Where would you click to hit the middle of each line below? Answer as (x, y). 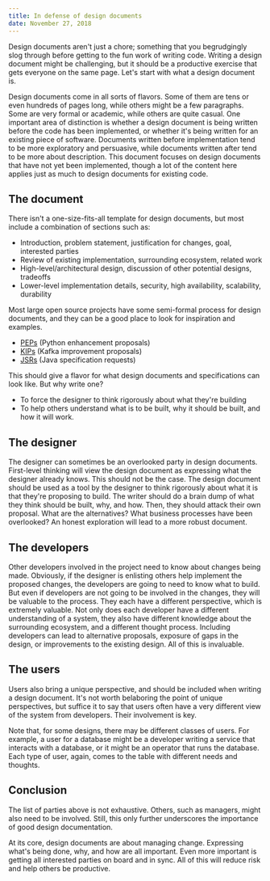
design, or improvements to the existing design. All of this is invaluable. (126, 644)
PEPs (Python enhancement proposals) (85, 343)
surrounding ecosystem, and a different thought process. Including (120, 626)
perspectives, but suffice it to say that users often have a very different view (135, 706)
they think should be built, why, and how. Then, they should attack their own (135, 505)
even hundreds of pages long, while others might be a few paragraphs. (126, 105)
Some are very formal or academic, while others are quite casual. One (125, 113)
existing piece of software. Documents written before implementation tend (132, 139)
